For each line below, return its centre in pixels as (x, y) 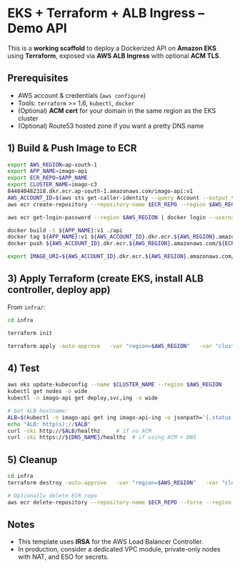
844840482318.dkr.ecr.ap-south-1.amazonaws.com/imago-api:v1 (100, 191)
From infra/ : (26, 307)
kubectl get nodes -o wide (47, 392)
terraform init (30, 333)
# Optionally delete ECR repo (52, 495)
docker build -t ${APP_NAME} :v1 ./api (65, 230)
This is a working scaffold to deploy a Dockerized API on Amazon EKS (112, 48)
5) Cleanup (32, 460)
